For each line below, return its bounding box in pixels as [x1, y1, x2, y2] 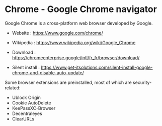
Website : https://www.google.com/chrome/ [12, 30, 104, 36]
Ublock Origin [12, 94, 41, 100]
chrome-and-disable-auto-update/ [12, 69, 84, 76]
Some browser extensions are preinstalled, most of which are [5, 79, 132, 85]
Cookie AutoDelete [12, 99, 51, 106]
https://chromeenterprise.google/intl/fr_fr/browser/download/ [12, 54, 140, 61]
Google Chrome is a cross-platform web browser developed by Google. [5, 20, 153, 26]
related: [5, 84, 21, 91]
